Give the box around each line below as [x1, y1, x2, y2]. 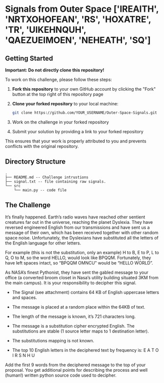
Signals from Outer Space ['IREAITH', [5, 3, 159, 15]
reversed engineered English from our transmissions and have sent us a [5, 224, 150, 230]
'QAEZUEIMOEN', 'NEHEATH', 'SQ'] [5, 35, 151, 46]
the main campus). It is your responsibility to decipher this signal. [5, 280, 137, 286]
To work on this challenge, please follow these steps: [5, 77, 112, 82]
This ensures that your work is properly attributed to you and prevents [5, 138, 147, 144]
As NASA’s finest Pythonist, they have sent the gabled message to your [5, 269, 148, 275]
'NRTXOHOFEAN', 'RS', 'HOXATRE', [5, 14, 151, 25]
